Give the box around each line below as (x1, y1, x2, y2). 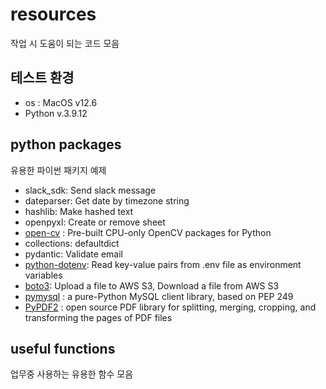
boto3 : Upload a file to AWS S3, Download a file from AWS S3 (24, 279, 280, 292)
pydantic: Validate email (24, 248, 123, 260)
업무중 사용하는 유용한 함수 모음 (10, 368, 134, 380)
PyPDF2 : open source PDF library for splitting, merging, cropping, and (24, 301, 317, 313)
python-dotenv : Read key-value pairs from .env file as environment (24, 258, 302, 270)
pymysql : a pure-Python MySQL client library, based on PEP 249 (24, 290, 294, 302)
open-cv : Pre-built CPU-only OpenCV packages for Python (24, 226, 272, 238)
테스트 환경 (10, 69, 75, 87)
